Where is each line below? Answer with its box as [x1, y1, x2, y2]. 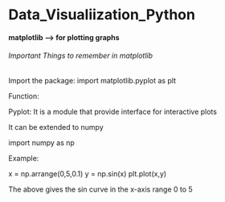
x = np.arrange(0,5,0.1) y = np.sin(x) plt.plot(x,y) [8, 168, 167, 178]
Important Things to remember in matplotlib [8, 50, 153, 61]
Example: [8, 153, 39, 163]
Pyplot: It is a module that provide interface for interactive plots [8, 107, 217, 116]
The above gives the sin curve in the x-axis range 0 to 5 [8, 184, 193, 194]
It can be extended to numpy [8, 122, 104, 131]
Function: [8, 91, 40, 101]
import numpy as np [8, 138, 75, 147]
